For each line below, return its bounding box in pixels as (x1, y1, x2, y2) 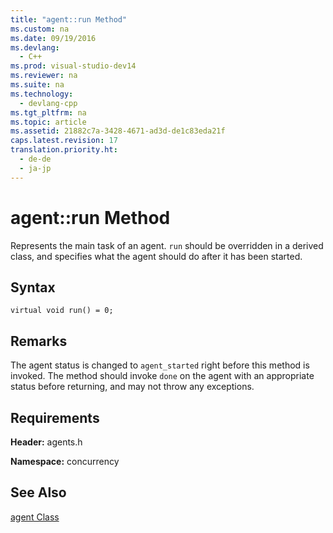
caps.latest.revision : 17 (10, 136, 118, 146)
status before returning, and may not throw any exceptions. (10, 381, 255, 393)
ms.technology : (10, 89, 74, 99)
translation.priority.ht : (10, 145, 118, 155)
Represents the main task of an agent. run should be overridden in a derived (10, 239, 324, 251)
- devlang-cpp (19, 98, 78, 108)
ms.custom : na (10, 24, 70, 34)
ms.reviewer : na (10, 71, 78, 81)
